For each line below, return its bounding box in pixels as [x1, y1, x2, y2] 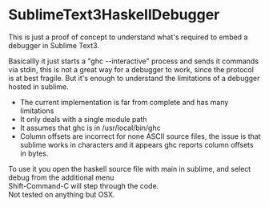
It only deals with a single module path [19, 114, 147, 124]
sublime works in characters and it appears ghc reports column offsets [19, 140, 254, 149]
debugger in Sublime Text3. [8, 40, 100, 50]
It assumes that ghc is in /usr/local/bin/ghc [19, 123, 162, 132]
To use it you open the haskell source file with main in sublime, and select [8, 164, 251, 173]
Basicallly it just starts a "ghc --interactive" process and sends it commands [8, 56, 259, 66]
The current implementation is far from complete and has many [19, 97, 229, 107]
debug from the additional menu [8, 172, 114, 182]
